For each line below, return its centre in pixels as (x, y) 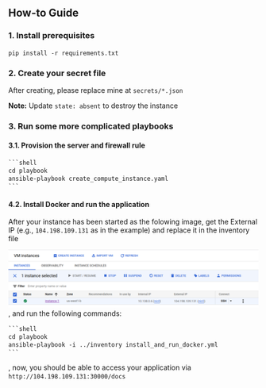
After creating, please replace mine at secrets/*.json (96, 90)
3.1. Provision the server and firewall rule (77, 145)
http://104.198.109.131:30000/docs (67, 377)
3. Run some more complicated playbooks (91, 126)
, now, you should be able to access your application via (100, 367)
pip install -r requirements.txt (64, 53)
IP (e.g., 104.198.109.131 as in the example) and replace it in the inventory (129, 230)
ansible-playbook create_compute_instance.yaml (89, 179)
